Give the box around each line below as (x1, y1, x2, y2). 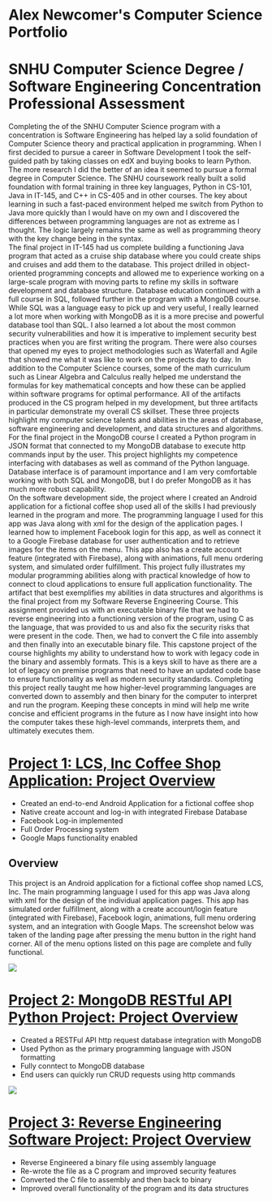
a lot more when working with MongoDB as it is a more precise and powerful (8, 311, 265, 322)
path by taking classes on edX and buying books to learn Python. (33, 156, 252, 166)
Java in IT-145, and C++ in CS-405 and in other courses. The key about (8, 191, 248, 201)
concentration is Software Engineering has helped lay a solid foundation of (8, 130, 258, 140)
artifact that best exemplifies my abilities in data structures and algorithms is (8, 587, 264, 598)
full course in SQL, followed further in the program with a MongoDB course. (8, 294, 261, 304)
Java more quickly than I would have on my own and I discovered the (8, 208, 240, 218)
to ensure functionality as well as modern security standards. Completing (8, 674, 253, 684)
